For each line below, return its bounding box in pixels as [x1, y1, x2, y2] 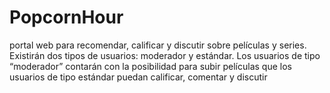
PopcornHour [9, 6, 124, 29]
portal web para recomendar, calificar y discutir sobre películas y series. [9, 39, 307, 51]
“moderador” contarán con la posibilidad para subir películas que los [9, 60, 292, 72]
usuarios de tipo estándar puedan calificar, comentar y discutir [9, 71, 268, 83]
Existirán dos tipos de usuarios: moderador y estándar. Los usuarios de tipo [9, 49, 321, 61]
